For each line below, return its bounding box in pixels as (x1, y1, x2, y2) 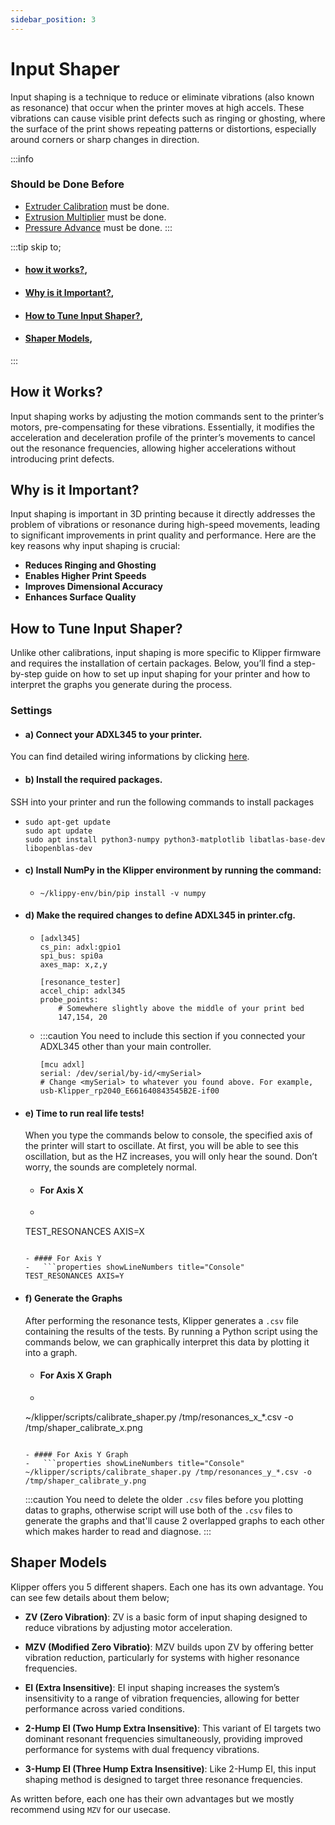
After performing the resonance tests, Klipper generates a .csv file (24, 1314, 299, 1326)
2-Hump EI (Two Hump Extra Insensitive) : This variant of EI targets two (24, 1722, 322, 1734)
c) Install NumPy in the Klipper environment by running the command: (24, 864, 322, 876)
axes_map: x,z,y (39, 960, 108, 970)
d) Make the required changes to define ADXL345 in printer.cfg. (24, 909, 296, 921)
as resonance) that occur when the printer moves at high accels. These (10, 101, 305, 113)
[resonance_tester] (39, 977, 122, 988)
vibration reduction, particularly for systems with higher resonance (24, 1651, 300, 1663)
